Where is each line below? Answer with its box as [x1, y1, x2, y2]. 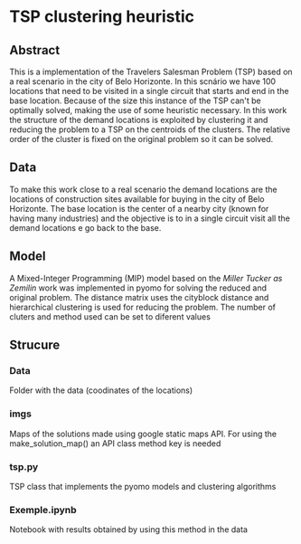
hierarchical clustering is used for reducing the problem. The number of [9, 301, 276, 312]
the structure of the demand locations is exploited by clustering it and [9, 115, 268, 125]
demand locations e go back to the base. [9, 222, 162, 233]
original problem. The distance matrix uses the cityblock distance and [9, 291, 269, 302]
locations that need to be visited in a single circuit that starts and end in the [9, 86, 289, 96]
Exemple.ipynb [9, 503, 77, 516]
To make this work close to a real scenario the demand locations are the [9, 184, 277, 195]
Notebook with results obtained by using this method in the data [9, 524, 249, 535]
